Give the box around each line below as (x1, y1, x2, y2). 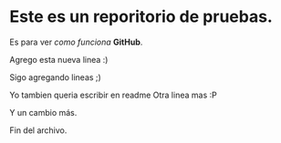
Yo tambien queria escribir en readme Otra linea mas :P (9, 89, 217, 100)
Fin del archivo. (9, 125, 68, 136)
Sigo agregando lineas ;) (9, 71, 102, 83)
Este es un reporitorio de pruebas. (9, 6, 274, 27)
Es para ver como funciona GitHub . (9, 36, 143, 47)
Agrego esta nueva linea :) (9, 54, 109, 65)
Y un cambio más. (9, 107, 78, 117)
